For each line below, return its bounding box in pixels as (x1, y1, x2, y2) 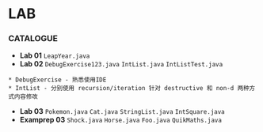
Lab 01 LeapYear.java (19, 51, 90, 60)
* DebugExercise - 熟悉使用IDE (8, 76, 107, 84)
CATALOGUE (8, 33, 58, 44)
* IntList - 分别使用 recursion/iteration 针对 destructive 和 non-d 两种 (8, 85, 250, 92)
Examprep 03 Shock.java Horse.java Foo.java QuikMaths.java (19, 115, 222, 125)
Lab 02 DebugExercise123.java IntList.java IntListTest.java (19, 59, 223, 69)
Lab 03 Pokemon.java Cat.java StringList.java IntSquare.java (19, 107, 226, 116)
